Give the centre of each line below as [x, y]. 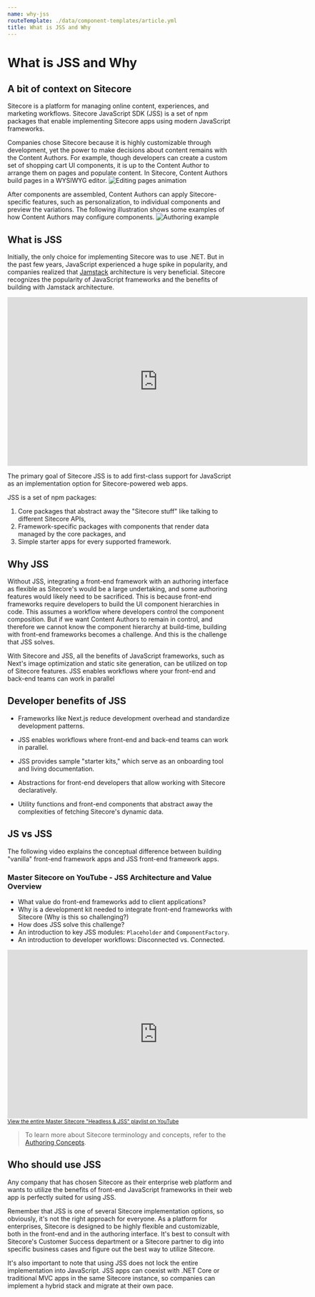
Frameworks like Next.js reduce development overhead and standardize [124, 718]
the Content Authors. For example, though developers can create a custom [117, 158]
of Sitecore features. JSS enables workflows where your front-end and [112, 671]
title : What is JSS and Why [49, 27]
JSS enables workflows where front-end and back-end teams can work [123, 739]
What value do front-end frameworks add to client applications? [112, 901]
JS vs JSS [30, 834]
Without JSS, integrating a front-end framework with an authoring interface [118, 581]
